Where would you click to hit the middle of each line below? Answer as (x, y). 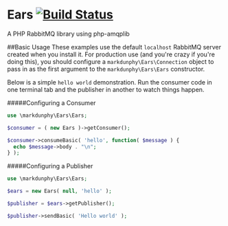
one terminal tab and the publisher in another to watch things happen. (106, 89)
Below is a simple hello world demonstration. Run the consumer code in (110, 82)
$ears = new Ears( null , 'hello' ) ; (59, 191)
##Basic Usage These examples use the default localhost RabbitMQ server (114, 47)
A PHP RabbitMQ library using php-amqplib (69, 34)
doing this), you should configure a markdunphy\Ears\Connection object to (111, 61)
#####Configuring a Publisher (50, 166)
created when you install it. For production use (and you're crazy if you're (111, 54)
